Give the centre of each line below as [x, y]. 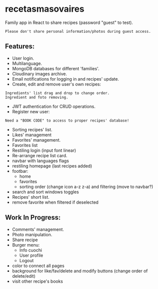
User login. [23, 58]
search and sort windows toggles [45, 192]
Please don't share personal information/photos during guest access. [78, 31]
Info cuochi [31, 250]
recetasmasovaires [45, 9]
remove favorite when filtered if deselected [55, 202]
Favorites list [25, 145]
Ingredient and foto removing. [37, 97]
